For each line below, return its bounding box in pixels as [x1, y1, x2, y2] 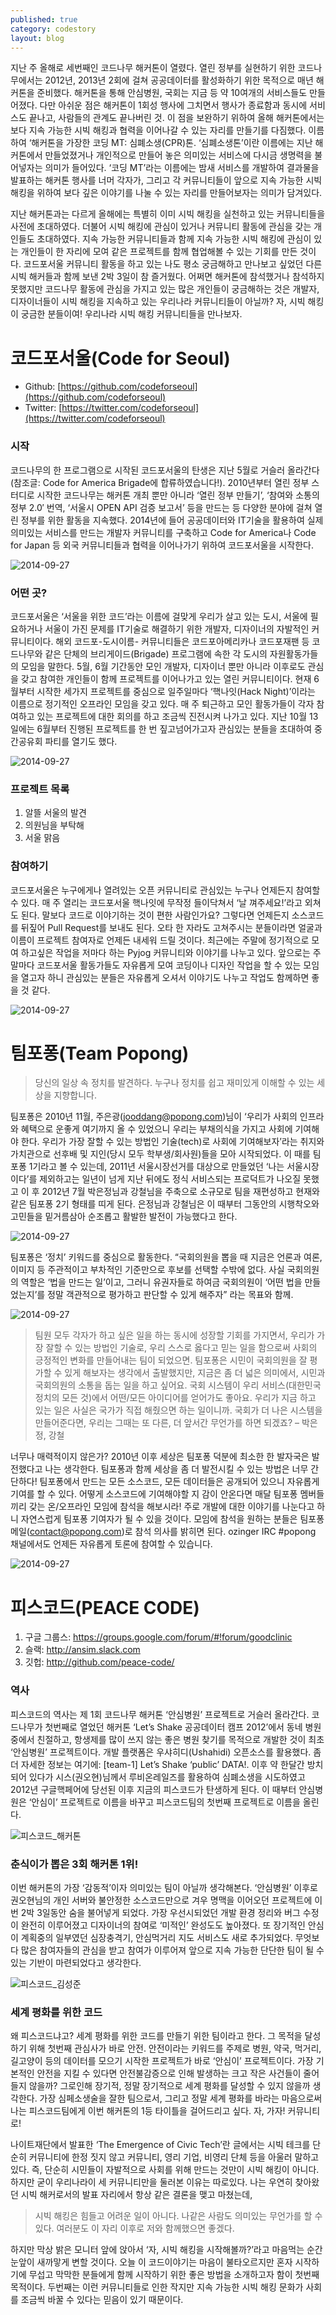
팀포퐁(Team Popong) [10, 1042, 190, 1065]
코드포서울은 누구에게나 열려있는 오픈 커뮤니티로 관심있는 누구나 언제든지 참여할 [10, 884, 321, 896]
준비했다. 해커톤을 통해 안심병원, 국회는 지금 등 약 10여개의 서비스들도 [36, 87, 308, 99]
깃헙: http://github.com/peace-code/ [24, 1656, 175, 1668]
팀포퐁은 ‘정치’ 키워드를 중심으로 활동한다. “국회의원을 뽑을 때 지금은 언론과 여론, [10, 1251, 323, 1263]
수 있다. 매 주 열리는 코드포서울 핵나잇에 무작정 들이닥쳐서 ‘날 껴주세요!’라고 [10, 896, 303, 908]
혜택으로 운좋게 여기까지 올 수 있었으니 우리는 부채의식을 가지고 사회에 [20, 1123, 293, 1135]
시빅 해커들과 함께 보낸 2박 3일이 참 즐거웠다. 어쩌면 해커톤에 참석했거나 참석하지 [10, 271, 325, 283]
